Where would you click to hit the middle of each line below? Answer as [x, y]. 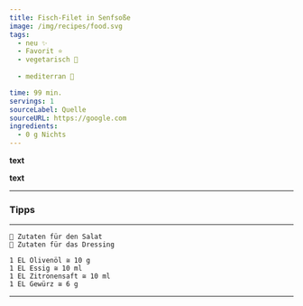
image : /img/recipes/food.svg [66, 26]
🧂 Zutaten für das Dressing [62, 245]
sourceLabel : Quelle [48, 109]
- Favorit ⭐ [40, 51]
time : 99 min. [36, 93]
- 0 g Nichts [42, 135]
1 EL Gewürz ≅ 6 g [44, 284]
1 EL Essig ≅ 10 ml [46, 269]
